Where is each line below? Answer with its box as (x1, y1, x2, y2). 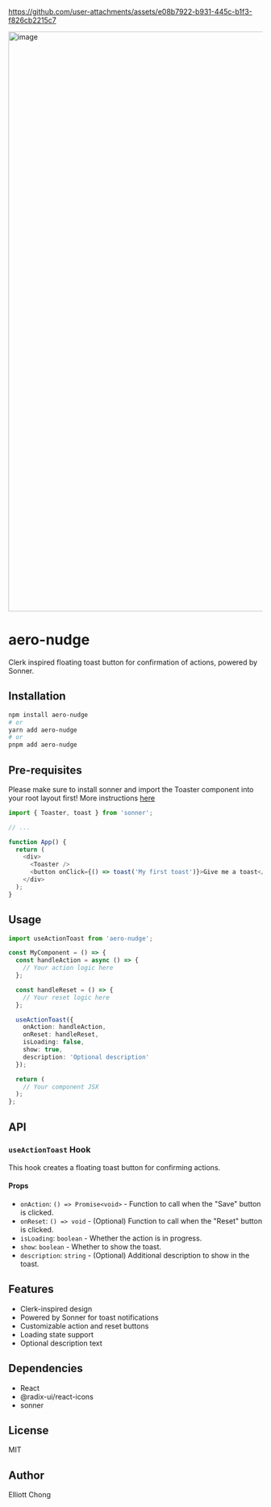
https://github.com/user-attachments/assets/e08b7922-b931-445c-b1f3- (8, 7, 252, 16)
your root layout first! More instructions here (8, 793, 156, 803)
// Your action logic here (23, 964, 114, 972)
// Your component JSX (23, 1082, 99, 1091)
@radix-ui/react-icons (19, 1392, 94, 1401)
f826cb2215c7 (8, 15, 56, 25)
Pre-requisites (8, 763, 82, 777)
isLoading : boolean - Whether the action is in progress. (19, 1233, 202, 1243)
